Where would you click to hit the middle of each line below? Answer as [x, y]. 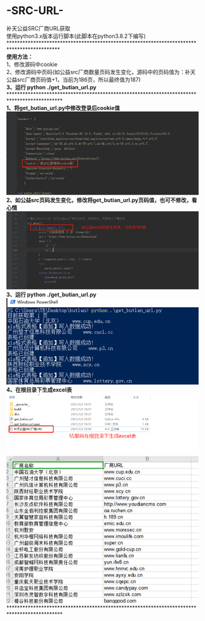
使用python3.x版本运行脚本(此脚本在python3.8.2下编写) [76, 36]
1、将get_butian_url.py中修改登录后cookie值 [63, 108]
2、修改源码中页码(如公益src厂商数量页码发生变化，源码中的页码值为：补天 [101, 72]
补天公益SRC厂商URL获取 [38, 28]
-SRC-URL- [35, 11]
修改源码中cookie [36, 64]
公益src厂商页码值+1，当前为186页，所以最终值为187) [74, 80]
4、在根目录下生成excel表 [39, 390]
